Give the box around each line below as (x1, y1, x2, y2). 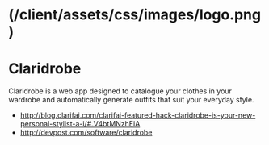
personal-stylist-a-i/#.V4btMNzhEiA (19, 119, 141, 129)
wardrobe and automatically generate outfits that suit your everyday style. (8, 95, 254, 105)
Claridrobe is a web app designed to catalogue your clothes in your (8, 86, 233, 96)
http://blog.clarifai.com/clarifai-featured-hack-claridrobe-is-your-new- (19, 110, 256, 120)
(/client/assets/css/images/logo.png (8, 6, 261, 24)
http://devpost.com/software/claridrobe (19, 127, 153, 138)
